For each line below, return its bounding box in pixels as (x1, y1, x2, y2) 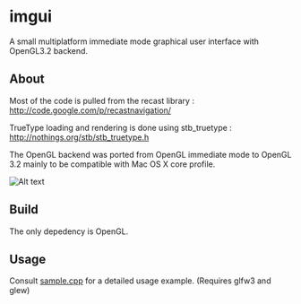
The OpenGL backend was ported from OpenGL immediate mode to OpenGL (9, 149, 292, 160)
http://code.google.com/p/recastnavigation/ (9, 105, 172, 116)
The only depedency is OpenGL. (9, 226, 129, 237)
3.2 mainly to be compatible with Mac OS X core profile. (9, 159, 216, 169)
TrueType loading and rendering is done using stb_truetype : (9, 122, 233, 133)
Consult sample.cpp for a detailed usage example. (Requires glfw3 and (9, 275, 271, 286)
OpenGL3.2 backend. (9, 45, 88, 56)
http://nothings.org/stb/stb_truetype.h (9, 132, 150, 143)
